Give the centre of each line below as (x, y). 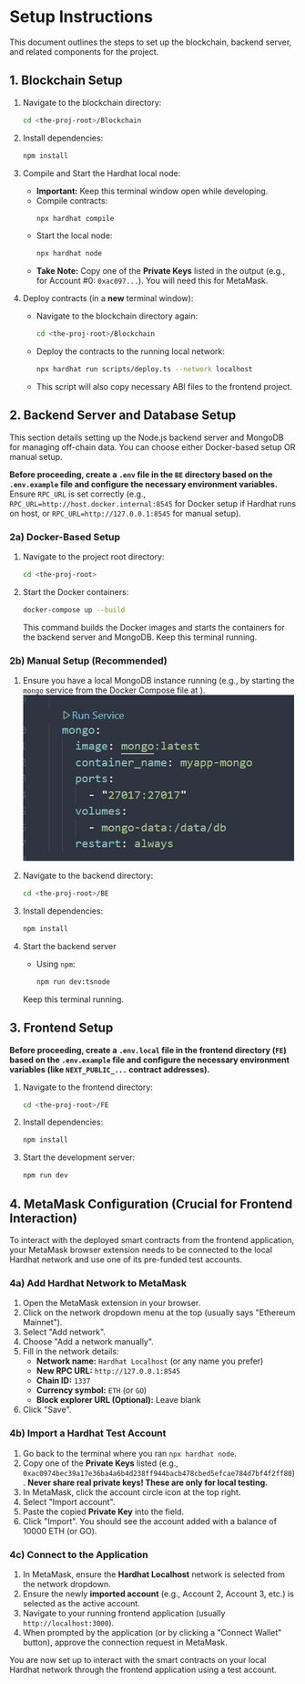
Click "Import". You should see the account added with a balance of (150, 1521)
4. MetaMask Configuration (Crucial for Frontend (151, 1203)
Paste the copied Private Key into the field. (103, 1511)
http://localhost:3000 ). (68, 1623)
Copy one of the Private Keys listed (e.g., (101, 1463)
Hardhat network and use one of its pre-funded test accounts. (126, 1260)
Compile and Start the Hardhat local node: (102, 173)
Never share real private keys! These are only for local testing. (147, 1482)
